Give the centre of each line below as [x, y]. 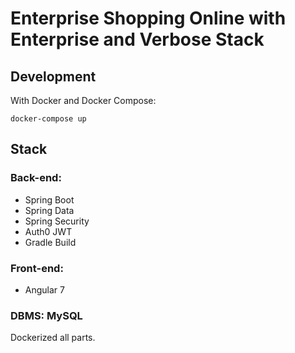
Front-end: [37, 268]
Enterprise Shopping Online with [148, 18]
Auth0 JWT [48, 231]
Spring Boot [49, 199]
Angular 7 [44, 289]
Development [53, 76]
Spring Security [57, 221]
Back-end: [36, 178]
